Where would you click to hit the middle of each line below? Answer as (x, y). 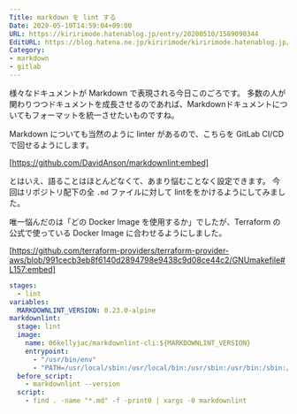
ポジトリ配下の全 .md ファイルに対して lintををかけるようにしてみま (155, 192)
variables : (29, 302)
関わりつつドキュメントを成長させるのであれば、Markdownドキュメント (141, 103)
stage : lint (39, 327)
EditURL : (25, 42)
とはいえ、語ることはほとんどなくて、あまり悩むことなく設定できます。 (140, 180)
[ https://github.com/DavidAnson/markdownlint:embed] (109, 162)
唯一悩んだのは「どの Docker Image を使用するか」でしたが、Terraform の (145, 221)
